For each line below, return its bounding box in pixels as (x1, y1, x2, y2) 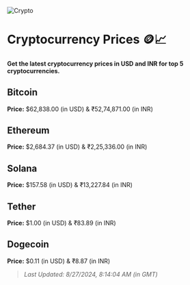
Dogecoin (7, 238, 49, 250)
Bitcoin (7, 86, 38, 99)
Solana (7, 162, 38, 174)
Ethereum (7, 124, 50, 136)
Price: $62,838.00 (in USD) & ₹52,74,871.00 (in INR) (7, 105, 154, 113)
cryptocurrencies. (7, 66, 60, 75)
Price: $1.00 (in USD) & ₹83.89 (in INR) (7, 219, 116, 227)
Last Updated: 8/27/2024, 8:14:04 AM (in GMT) (23, 270, 159, 278)
